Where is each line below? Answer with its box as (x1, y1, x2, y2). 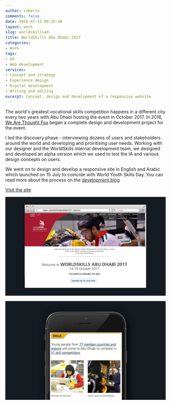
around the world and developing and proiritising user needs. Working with (5, 140, 162, 146)
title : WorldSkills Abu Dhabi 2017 (5, 35, 81, 40)
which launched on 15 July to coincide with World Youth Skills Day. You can (5, 171, 163, 177)
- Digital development (5, 83, 53, 88)
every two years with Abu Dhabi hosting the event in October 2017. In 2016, (5, 114, 163, 120)
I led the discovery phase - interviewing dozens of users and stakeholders (5, 135, 161, 141)
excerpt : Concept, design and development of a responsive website (5, 94, 152, 99)
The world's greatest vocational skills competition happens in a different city (5, 108, 165, 114)
